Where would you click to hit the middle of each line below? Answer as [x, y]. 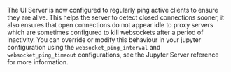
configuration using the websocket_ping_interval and [84, 47]
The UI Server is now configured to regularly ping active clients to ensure [113, 10]
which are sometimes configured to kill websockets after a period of [105, 32]
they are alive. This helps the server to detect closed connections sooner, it [116, 17]
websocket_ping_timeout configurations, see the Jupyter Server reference [113, 55]
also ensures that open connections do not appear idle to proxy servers [110, 25]
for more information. [38, 62]
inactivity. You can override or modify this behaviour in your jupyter [104, 40]
